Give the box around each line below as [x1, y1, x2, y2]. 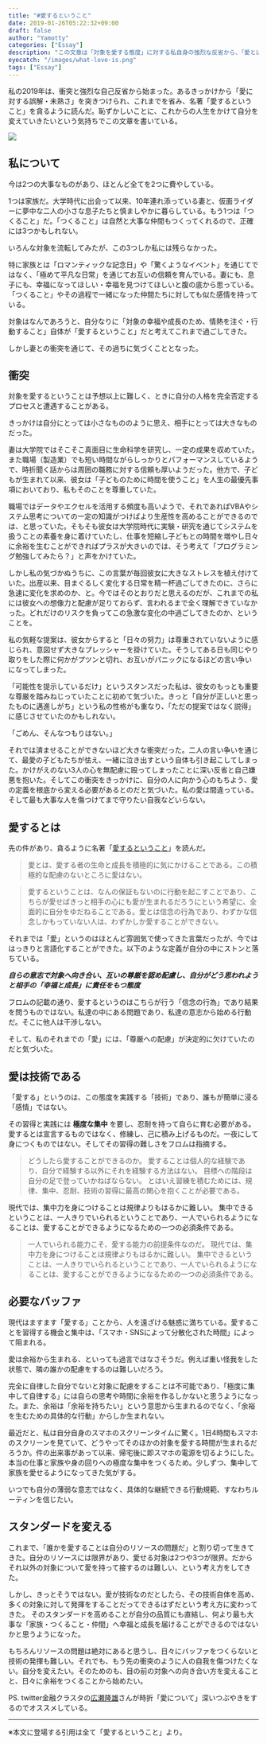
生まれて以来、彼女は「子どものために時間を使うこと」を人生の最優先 [21, 475, 252, 485]
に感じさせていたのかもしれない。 [8, 711, 120, 721]
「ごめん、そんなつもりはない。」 [8, 729, 117, 738]
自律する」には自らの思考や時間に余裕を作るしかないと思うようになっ [29, 1391, 259, 1400]
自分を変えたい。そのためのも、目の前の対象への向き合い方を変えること [21, 1666, 259, 1676]
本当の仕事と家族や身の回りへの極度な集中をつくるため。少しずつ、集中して [8, 1458, 258, 1467]
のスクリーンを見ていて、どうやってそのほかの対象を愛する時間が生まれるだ [8, 1438, 258, 1447]
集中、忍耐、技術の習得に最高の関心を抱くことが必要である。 [41, 1186, 244, 1195]
